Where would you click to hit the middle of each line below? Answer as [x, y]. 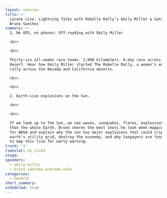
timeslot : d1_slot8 [25, 151]
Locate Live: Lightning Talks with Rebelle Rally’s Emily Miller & [81, 19]
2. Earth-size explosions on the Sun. [50, 96]
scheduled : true [22, 188]
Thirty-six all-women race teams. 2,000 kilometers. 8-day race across [85, 60]
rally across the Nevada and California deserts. [62, 69]
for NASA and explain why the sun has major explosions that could [81, 132]
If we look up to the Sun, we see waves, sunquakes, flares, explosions [86, 123]
